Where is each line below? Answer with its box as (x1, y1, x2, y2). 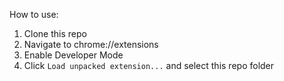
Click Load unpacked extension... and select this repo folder (23, 60, 275, 71)
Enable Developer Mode (23, 49, 124, 61)
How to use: (9, 9, 59, 20)
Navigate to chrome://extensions (23, 39, 159, 50)
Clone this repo (23, 28, 87, 39)
